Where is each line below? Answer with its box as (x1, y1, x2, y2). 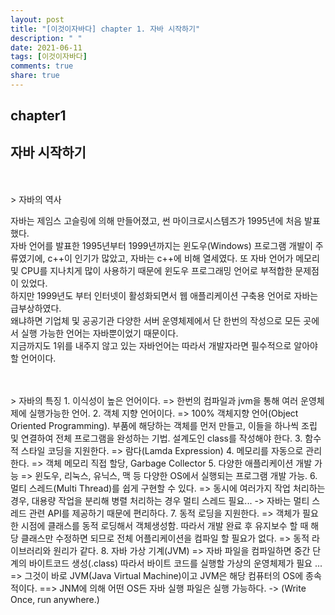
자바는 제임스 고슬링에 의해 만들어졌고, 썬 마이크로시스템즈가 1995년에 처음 (10, 215, 303, 227)
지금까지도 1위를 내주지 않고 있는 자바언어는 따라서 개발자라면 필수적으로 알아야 (10, 340, 318, 352)
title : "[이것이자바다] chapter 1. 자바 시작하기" (10, 24, 201, 34)
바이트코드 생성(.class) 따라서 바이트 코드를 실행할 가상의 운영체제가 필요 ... (28, 557, 323, 570)
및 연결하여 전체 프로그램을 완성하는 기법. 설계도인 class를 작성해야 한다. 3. (10, 432, 303, 445)
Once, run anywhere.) (10, 594, 100, 606)
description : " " (10, 33, 83, 43)
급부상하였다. (10, 302, 62, 315)
